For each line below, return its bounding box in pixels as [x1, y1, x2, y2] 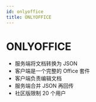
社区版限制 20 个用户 [14, 90, 66, 97]
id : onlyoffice [6, 8, 44, 15]
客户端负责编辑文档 [14, 75, 62, 82]
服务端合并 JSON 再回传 [14, 82, 74, 90]
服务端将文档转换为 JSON [14, 60, 78, 67]
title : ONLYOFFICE [6, 14, 52, 20]
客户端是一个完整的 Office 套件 [14, 68, 90, 75]
